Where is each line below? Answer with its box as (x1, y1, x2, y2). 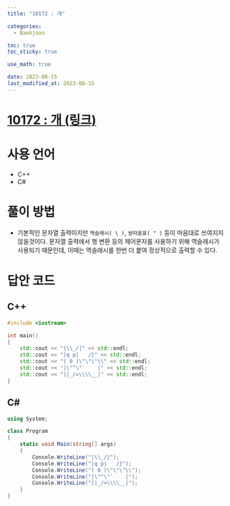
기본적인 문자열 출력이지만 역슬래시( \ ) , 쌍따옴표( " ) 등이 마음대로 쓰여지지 (17, 228, 224, 237)
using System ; (7, 415, 49, 422)
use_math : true (7, 61, 51, 68)
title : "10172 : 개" (7, 10, 65, 17)
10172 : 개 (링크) (7, 112, 97, 128)
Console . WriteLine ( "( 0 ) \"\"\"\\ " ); (32, 466, 141, 474)
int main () (7, 332, 39, 339)
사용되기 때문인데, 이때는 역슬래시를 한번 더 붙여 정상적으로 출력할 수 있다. (17, 245, 217, 254)
